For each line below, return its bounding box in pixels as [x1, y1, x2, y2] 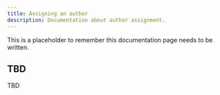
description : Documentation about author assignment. [7, 17, 166, 24]
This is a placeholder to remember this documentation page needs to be [7, 35, 213, 44]
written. [7, 43, 29, 51]
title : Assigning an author [7, 10, 89, 17]
